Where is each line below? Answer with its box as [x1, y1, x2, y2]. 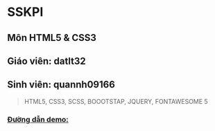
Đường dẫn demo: [7, 114, 69, 124]
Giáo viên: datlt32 [7, 55, 86, 67]
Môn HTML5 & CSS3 [7, 32, 97, 44]
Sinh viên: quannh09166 [7, 79, 116, 91]
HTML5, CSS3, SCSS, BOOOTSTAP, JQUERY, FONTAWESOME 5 [24, 97, 208, 105]
